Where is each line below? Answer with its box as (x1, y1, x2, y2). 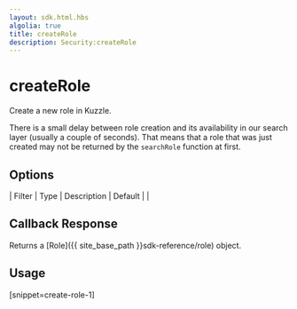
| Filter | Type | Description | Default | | (9, 191, 150, 201)
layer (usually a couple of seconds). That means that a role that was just (9, 132, 273, 143)
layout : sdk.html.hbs (9, 12, 90, 22)
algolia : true (9, 21, 62, 30)
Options (9, 167, 55, 182)
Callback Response (9, 217, 118, 232)
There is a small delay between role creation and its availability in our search (9, 123, 288, 133)
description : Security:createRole (9, 37, 137, 47)
